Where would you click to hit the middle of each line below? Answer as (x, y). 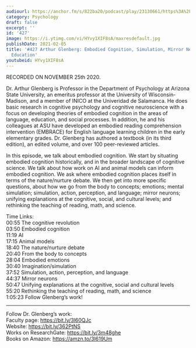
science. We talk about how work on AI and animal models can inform (90, 168)
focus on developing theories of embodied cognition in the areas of (87, 113)
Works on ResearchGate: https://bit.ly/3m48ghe (64, 332)
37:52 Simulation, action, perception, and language (67, 272)
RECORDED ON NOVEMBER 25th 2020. (53, 77)
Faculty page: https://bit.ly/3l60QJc (49, 320)
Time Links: (20, 216)
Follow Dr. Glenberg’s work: (39, 314)
